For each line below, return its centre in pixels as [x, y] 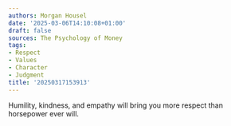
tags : [17, 45]
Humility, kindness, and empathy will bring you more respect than [115, 105]
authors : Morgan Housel [48, 16]
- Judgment [26, 75]
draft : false [30, 30]
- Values [23, 61]
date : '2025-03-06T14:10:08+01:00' [67, 23]
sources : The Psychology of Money [66, 38]
